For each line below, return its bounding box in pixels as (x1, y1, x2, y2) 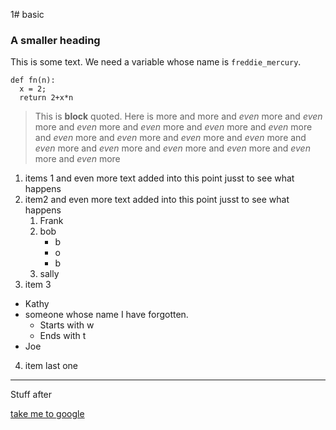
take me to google (10, 408, 85, 420)
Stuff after (10, 389, 53, 401)
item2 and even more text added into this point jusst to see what (24, 194, 290, 206)
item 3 (24, 279, 52, 291)
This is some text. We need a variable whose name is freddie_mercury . (10, 56, 302, 68)
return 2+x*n (19, 93, 74, 103)
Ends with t (39, 330, 87, 342)
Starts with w (39, 319, 95, 331)
